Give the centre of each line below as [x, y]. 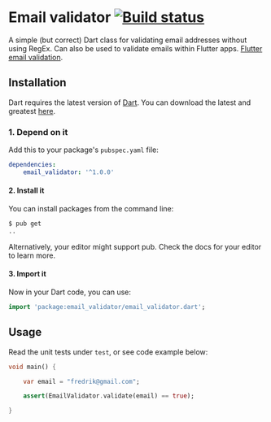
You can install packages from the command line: [91, 209]
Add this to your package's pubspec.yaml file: [83, 150]
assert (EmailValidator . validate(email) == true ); [109, 396]
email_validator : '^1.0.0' [69, 172]
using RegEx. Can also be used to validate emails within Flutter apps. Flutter [135, 48]
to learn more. [32, 255]
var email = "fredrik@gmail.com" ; [81, 381]
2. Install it [26, 190]
